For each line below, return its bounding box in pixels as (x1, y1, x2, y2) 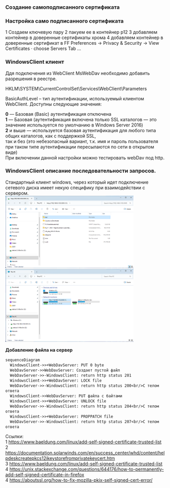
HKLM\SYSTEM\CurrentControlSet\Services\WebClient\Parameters (5, 85, 147, 92)
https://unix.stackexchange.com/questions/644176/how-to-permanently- (9, 466, 164, 473)
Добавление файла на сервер (5, 347, 73, 353)
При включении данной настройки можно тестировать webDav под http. (5, 154, 165, 160)
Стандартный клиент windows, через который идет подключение (5, 179, 148, 185)
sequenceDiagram (5, 357, 40, 363)
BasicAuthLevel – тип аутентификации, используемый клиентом (5, 95, 144, 101)
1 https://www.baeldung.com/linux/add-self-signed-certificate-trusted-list (5, 439, 162, 445)
